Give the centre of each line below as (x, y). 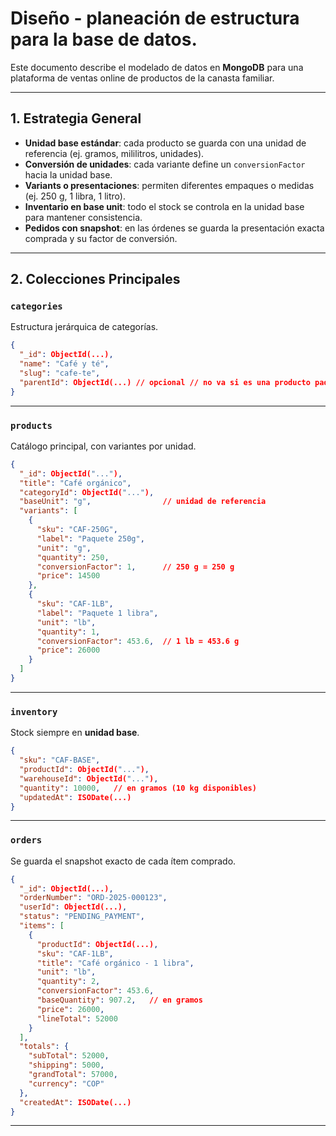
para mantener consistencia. (83, 217)
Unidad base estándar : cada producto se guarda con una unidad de (165, 143)
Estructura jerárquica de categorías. (84, 327)
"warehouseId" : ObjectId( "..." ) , (89, 778)
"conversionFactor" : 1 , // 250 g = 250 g (135, 567)
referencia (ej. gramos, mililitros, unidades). (114, 153)
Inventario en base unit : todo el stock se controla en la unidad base (164, 206)
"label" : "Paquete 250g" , (90, 538)
